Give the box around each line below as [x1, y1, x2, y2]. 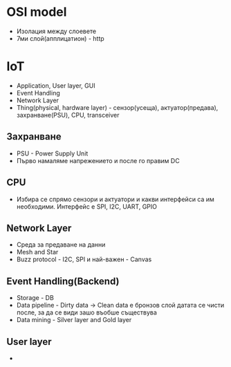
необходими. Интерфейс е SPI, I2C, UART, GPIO [16, 202, 157, 211]
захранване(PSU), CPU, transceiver [16, 111, 120, 119]
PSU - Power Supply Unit [16, 149, 89, 158]
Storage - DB [16, 294, 55, 302]
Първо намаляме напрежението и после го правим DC [16, 156, 181, 164]
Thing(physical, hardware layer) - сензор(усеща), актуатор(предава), [16, 103, 219, 111]
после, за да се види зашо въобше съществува [16, 308, 157, 317]
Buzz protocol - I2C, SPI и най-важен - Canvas [16, 255, 152, 263]
